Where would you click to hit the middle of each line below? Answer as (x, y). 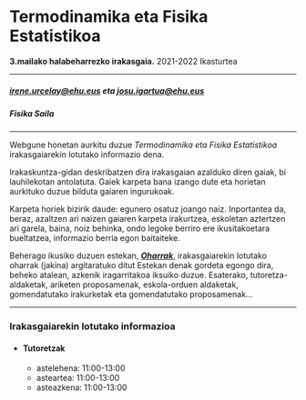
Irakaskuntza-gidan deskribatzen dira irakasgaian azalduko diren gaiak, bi (148, 172)
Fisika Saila (32, 113)
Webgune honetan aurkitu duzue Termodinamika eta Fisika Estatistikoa (143, 145)
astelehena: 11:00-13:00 (81, 368)
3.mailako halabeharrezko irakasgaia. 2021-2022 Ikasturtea (124, 61)
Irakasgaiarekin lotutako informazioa (92, 326)
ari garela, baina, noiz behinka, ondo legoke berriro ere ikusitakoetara (140, 228)
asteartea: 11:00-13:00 (78, 378)
